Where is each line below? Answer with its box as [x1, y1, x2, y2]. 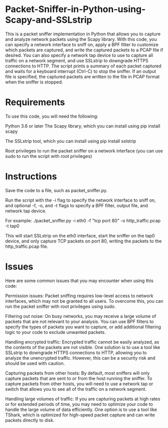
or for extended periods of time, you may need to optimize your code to [5, 401, 153, 407]
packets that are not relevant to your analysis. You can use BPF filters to [5, 318, 154, 324]
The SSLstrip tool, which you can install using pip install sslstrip [5, 138, 136, 144]
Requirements [5, 97, 65, 108]
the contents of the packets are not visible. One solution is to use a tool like [5, 344, 160, 350]
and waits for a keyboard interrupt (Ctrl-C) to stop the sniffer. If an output [5, 68, 156, 74]
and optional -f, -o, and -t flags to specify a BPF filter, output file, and [5, 202, 148, 208]
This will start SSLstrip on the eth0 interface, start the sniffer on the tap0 [5, 232, 155, 238]
